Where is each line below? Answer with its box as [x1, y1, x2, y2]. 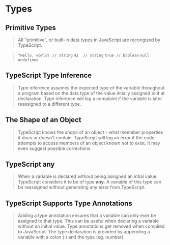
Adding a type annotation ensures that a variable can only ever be [17, 212, 156, 219]
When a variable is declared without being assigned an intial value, [17, 173, 158, 179]
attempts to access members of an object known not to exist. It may [17, 140, 160, 146]
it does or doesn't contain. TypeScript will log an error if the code [17, 134, 155, 140]
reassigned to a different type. [17, 101, 81, 107]
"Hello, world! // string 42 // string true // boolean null [17, 53, 150, 58]
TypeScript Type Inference [5, 71, 92, 80]
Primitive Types [5, 23, 56, 32]
